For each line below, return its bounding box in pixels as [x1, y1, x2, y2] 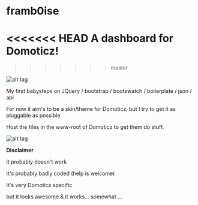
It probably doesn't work [6, 158, 67, 165]
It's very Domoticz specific [6, 182, 73, 189]
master [110, 64, 128, 71]
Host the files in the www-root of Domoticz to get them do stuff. [6, 123, 164, 131]
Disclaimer [6, 147, 34, 154]
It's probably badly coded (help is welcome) [6, 170, 115, 177]
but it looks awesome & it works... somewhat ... [6, 193, 123, 200]
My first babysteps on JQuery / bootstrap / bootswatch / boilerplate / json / [6, 88, 192, 95]
